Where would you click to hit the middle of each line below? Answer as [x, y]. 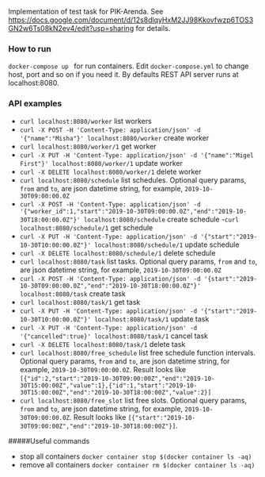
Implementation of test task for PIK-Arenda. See [86, 12]
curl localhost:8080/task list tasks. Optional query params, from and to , [138, 261]
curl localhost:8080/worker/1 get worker [88, 146]
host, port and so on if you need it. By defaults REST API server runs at [123, 75]
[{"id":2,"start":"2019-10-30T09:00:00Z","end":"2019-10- [117, 379]
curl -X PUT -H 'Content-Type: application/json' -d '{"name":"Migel [137, 155]
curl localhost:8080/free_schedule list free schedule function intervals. [137, 352]
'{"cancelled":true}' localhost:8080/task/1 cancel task [114, 336]
